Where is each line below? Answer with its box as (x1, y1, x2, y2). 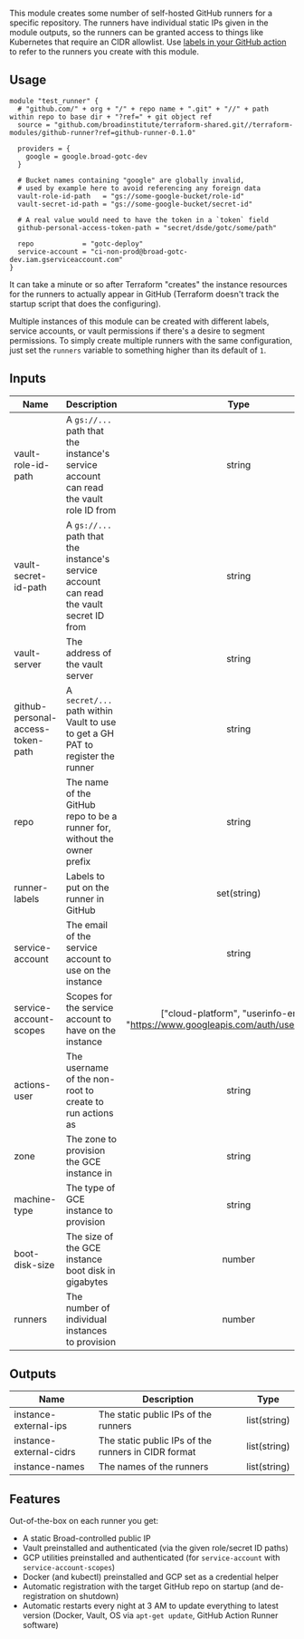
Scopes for (65, 990, 113, 1003)
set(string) (215, 887, 261, 899)
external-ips (14, 1420, 68, 1432)
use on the (65, 964, 111, 976)
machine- (14, 1192, 57, 1205)
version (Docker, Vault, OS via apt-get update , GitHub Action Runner (22, 1610, 279, 1621)
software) (22, 1620, 59, 1631)
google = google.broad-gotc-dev (25, 151, 147, 161)
